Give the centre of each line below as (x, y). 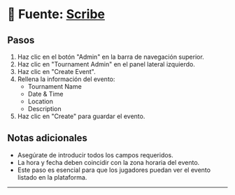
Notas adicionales (47, 138)
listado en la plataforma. (52, 177)
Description (44, 109)
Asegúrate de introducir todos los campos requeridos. (95, 155)
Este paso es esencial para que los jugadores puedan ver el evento (114, 170)
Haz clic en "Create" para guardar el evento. (81, 116)
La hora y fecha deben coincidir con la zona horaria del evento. (108, 162)
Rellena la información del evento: (66, 79)
